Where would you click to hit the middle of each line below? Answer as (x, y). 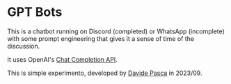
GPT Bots (35, 12)
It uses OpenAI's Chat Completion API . (63, 59)
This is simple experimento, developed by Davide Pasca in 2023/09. (105, 73)
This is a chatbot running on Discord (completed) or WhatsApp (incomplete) (116, 31)
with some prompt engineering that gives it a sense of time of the (101, 38)
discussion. (24, 46)
